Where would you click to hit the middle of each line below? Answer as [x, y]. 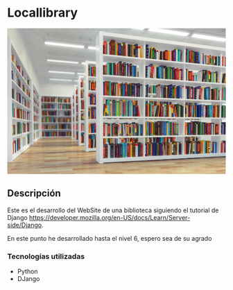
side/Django [25, 225]
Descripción [34, 193]
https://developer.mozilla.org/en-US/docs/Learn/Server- [110, 217]
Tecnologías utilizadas [46, 256]
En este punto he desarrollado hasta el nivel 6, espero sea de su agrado [110, 238]
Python [27, 271]
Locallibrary [43, 13]
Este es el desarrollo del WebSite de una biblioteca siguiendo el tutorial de [113, 210]
